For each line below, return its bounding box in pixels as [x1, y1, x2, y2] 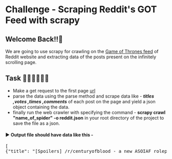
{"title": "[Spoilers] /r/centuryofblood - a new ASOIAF [5, 148, 152, 154]
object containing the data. [12, 104, 70, 110]
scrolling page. [5, 59, 37, 65]
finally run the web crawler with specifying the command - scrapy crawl [12, 109, 165, 116]
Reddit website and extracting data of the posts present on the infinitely [5, 54, 157, 60]
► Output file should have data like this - [5, 132, 94, 138]
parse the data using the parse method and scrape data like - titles [12, 93, 155, 99]
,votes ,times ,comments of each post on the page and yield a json [12, 98, 156, 104]
